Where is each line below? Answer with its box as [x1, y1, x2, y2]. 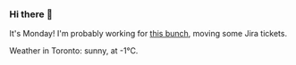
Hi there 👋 [9, 8, 54, 20]
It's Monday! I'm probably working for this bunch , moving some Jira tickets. [9, 28, 288, 39]
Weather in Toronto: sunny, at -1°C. [9, 45, 139, 56]
